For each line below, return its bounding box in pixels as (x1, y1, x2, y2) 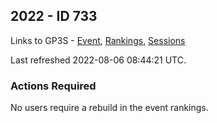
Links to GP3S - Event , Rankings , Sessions (10, 34, 186, 46)
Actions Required (10, 79, 97, 93)
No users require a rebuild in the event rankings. (10, 102, 209, 114)
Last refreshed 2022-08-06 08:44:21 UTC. (10, 54, 187, 66)
